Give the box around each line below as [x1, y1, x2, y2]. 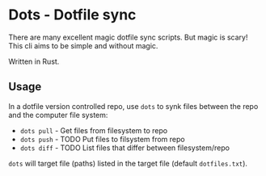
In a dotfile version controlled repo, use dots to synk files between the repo [8, 101, 259, 111]
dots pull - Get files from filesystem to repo [19, 125, 168, 135]
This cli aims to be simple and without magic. [8, 40, 158, 50]
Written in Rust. [8, 57, 60, 66]
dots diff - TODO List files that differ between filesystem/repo [19, 143, 230, 153]
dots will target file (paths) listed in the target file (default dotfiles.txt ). [8, 158, 248, 168]
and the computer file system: [8, 110, 108, 119]
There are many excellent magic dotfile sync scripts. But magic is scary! [8, 32, 248, 42]
